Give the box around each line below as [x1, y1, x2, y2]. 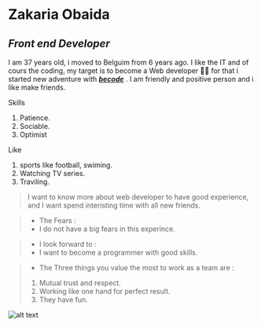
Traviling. [19, 177, 50, 186]
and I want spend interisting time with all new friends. [27, 200, 200, 210]
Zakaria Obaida [8, 6, 110, 24]
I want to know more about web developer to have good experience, [27, 193, 249, 201]
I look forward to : [39, 240, 97, 248]
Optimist [19, 130, 47, 139]
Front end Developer [8, 37, 110, 50]
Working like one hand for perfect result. [39, 287, 171, 296]
